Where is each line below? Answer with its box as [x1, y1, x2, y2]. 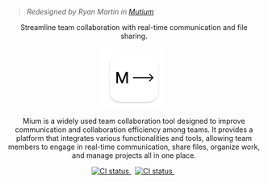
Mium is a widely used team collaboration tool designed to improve [22, 117, 246, 126]
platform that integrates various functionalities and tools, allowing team [15, 134, 253, 143]
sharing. [120, 32, 148, 40]
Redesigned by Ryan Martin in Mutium [26, 7, 154, 16]
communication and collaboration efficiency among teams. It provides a [15, 125, 253, 134]
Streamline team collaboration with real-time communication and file [20, 23, 248, 32]
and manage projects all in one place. [72, 151, 196, 160]
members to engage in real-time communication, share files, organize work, [7, 142, 261, 151]
